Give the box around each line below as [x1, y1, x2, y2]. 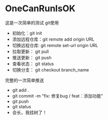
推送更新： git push [12, 54, 52, 60]
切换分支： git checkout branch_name [12, 67, 89, 72]
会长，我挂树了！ [12, 109, 47, 115]
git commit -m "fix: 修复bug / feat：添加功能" [12, 93, 103, 98]
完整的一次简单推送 [5, 77, 44, 83]
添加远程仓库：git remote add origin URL [12, 36, 95, 42]
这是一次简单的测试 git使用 [5, 20, 59, 25]
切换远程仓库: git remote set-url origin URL [12, 42, 98, 48]
